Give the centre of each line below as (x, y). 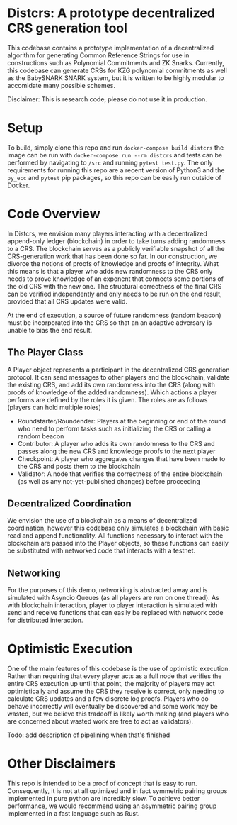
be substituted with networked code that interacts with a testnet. (102, 550)
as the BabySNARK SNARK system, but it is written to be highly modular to (116, 78)
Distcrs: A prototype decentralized (111, 13)
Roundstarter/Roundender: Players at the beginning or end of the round (122, 421)
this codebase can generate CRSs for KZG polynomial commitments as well (117, 70)
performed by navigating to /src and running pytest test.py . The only (110, 162)
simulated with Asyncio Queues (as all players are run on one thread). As (113, 598)
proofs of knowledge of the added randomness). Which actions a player (112, 392)
